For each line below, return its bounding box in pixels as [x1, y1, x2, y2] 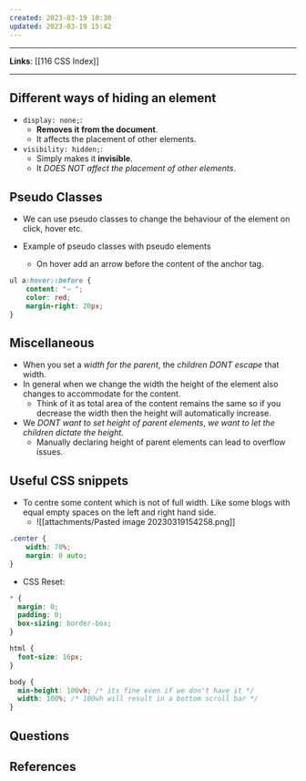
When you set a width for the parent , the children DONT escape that [22, 359, 280, 370]
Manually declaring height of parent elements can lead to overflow [36, 437, 286, 447]
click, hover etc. [22, 223, 84, 234]
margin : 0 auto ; [25, 550, 88, 560]
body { [9, 677, 35, 686]
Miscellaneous [9, 334, 95, 351]
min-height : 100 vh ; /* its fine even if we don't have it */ [17, 685, 255, 695]
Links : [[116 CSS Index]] [9, 56, 100, 67]
